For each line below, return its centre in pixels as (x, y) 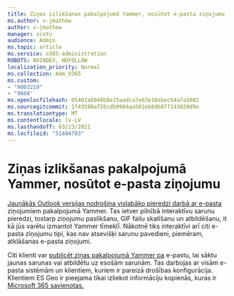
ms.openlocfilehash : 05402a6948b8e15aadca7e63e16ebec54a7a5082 (103, 101)
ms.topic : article (35, 47)
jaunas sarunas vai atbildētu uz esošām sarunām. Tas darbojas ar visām (113, 263)
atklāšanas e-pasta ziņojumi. (50, 241)
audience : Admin (31, 41)
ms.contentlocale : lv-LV (44, 120)
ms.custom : (24, 80)
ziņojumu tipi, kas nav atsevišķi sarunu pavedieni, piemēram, (115, 234)
